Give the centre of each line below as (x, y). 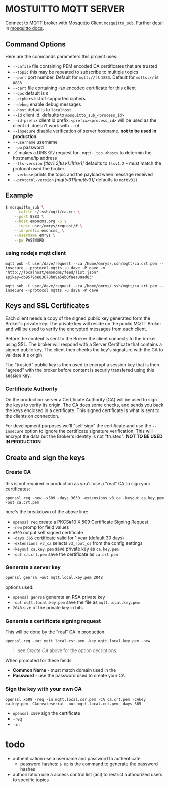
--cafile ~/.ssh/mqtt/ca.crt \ (47, 212)
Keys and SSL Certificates (47, 306)
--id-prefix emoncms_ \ (39, 231)
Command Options (35, 44)
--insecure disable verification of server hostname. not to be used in (85, 131)
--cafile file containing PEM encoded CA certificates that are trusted (85, 66)
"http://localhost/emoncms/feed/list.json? (52, 272)
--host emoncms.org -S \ (40, 221)
